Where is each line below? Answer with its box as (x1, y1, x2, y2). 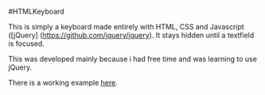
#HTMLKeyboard (8, 7, 65, 16)
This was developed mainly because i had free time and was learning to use (8, 55, 257, 63)
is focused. (8, 39, 45, 48)
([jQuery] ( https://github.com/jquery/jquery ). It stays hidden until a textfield (8, 31, 255, 40)
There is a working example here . (8, 78, 118, 87)
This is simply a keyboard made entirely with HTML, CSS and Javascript (8, 22, 244, 31)
